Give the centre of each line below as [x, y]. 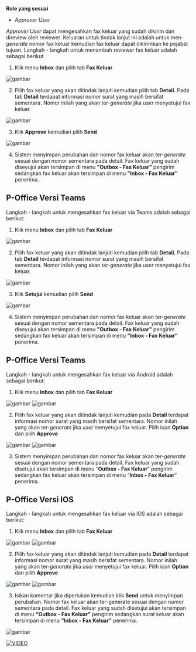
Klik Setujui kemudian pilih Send [54, 294]
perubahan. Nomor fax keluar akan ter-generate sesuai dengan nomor [99, 602]
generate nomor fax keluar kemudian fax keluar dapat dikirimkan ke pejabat [97, 44]
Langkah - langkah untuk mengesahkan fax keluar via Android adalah [90, 374]
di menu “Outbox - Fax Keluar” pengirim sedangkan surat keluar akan [99, 614]
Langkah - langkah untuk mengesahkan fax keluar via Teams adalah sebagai [98, 212]
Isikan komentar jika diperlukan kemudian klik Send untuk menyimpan [99, 596]
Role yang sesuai [27, 9]
